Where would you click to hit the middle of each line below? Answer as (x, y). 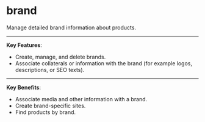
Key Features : (24, 45)
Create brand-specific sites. (50, 106)
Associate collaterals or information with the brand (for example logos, (103, 63)
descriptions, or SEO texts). (50, 70)
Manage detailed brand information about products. (71, 27)
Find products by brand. (45, 112)
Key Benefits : (24, 87)
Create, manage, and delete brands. (60, 57)
